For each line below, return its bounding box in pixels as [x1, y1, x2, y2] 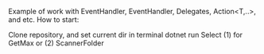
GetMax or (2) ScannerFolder [8, 38, 105, 48]
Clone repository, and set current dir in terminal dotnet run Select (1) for [8, 31, 243, 39]
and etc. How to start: [8, 15, 80, 24]
